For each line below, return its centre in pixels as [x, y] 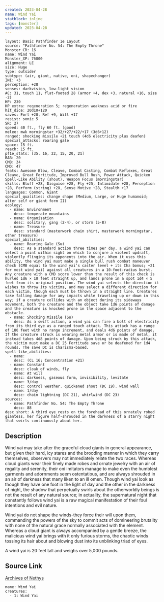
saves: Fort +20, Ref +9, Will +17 [41, 115]
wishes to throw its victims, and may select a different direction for [81, 287]
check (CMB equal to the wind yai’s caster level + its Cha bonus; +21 [80, 266]
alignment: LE [20, 63]
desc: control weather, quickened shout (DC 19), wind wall [77, 386]
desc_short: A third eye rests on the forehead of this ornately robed [80, 412]
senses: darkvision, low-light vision [45, 89]
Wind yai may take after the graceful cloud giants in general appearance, [79, 448]
